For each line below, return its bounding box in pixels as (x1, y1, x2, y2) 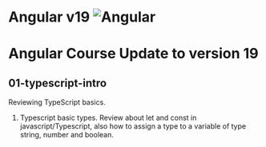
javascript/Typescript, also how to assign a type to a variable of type (19, 121, 247, 131)
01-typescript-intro (8, 76, 107, 89)
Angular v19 (8, 8, 91, 26)
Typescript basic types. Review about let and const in (19, 113, 197, 123)
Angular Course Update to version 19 (8, 45, 259, 63)
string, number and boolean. (19, 130, 115, 140)
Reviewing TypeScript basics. (8, 97, 106, 107)
